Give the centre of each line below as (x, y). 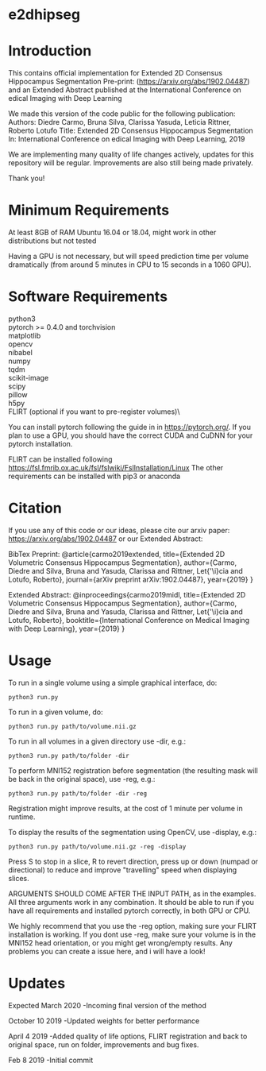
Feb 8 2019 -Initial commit (51, 1060)
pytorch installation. (40, 444)
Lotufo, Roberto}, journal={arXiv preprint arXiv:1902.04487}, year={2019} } (131, 579)
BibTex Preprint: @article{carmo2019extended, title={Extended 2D (117, 554)
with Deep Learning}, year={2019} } (67, 628)
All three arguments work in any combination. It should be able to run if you (131, 902)
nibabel (21, 352)
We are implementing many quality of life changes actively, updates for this (131, 155)
